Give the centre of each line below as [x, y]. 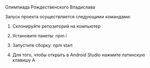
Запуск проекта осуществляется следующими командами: [68, 17]
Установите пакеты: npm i [39, 36]
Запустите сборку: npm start [42, 45]
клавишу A [24, 60]
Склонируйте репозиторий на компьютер [56, 26]
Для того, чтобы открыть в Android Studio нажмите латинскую [79, 55]
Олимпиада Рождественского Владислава [50, 7]
